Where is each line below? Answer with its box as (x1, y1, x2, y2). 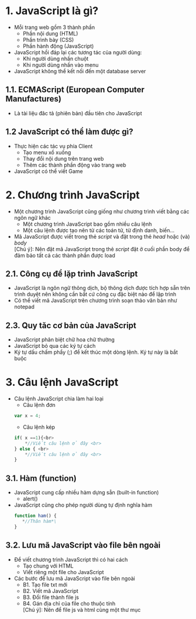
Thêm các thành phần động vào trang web (22, 161, 127, 168)
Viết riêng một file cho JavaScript (22, 568, 104, 575)
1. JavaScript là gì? (5, 4, 98, 18)
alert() (22, 495, 38, 503)
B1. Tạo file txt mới (22, 581, 68, 588)
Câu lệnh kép (22, 423, 55, 431)
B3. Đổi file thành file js (22, 594, 79, 601)
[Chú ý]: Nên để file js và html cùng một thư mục (22, 606, 141, 613)
